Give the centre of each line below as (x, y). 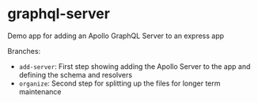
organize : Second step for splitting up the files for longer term (120, 83)
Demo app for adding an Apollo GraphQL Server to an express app (116, 36)
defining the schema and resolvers (75, 74)
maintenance (40, 91)
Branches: (24, 51)
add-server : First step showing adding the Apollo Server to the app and (135, 66)
